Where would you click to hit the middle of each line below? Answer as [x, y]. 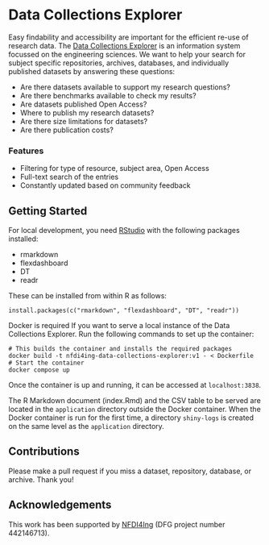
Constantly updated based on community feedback [105, 185]
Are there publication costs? [67, 130]
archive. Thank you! [41, 479]
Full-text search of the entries [69, 177]
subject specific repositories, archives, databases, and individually [119, 63]
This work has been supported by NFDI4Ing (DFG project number [117, 524]
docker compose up [39, 370]
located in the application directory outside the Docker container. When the [135, 410]
